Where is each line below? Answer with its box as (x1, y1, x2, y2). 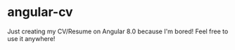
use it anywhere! (7, 34, 56, 42)
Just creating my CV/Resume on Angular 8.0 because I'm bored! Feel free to (7, 27, 229, 35)
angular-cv (7, 4, 73, 20)
